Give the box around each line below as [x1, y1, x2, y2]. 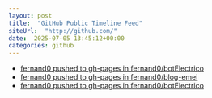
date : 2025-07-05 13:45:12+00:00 [8, 34, 125, 43]
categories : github [8, 42, 74, 50]
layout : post [8, 11, 53, 20]
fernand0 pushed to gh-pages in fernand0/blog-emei [19, 72, 198, 82]
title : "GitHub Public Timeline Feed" [8, 19, 143, 27]
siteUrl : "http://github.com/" [8, 27, 117, 35]
